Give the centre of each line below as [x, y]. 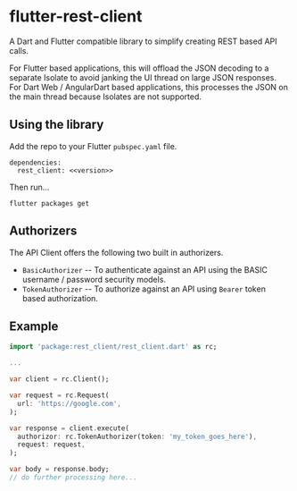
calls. [19, 50]
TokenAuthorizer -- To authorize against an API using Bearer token [144, 289]
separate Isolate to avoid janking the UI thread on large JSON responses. [143, 77]
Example [34, 326]
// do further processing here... [74, 478]
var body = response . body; [59, 470]
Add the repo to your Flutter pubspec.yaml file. [93, 146]
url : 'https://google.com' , [70, 403]
